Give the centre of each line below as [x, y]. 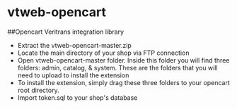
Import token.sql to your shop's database [77, 97]
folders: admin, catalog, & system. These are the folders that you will [117, 68]
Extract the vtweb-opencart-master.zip [75, 45]
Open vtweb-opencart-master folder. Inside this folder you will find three [123, 60]
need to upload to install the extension [73, 75]
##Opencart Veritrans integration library [66, 32]
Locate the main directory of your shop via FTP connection [103, 53]
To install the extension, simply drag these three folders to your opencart [123, 82]
